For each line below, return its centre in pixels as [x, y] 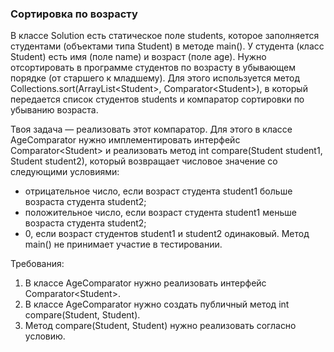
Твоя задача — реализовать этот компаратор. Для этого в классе [151, 129]
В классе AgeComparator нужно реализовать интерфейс [145, 283]
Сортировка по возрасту [74, 14]
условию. [45, 336]
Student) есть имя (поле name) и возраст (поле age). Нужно [138, 57]
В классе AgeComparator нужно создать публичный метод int [157, 304]
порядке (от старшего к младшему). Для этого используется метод [155, 78]
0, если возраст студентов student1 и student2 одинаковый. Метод [167, 234]
